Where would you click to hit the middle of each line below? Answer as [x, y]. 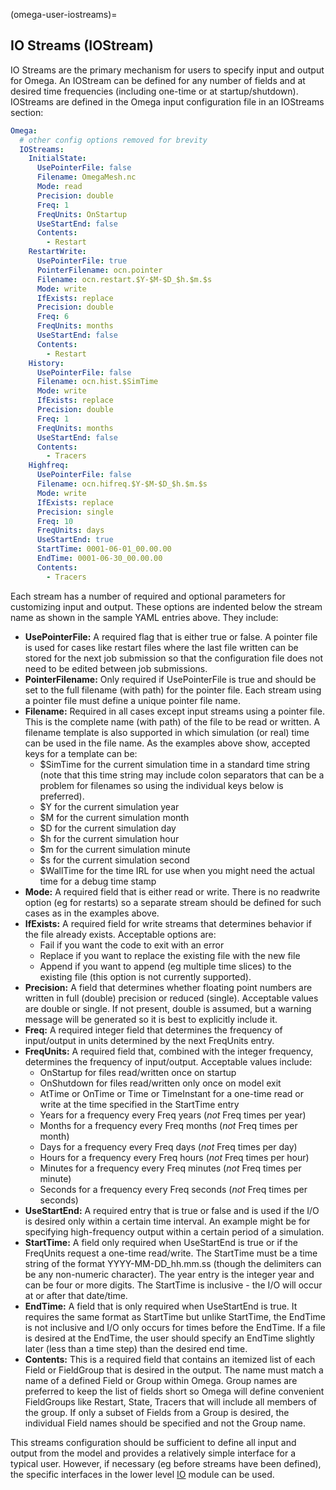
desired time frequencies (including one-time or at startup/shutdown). [154, 91]
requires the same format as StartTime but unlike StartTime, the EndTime [175, 1316]
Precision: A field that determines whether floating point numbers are [168, 987]
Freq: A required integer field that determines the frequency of [153, 1030]
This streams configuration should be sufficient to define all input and [153, 1442]
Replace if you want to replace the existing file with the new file [170, 955]
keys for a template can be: [81, 753]
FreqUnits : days [70, 530]
